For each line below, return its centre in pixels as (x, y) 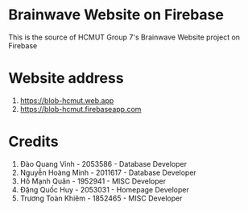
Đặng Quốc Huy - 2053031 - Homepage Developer (104, 189)
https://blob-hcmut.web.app (67, 100)
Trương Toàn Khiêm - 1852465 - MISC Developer (101, 198)
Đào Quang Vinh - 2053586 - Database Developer (103, 163)
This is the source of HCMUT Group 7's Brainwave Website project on (124, 37)
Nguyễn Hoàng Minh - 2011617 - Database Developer (108, 172)
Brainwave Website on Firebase (116, 15)
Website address (66, 79)
